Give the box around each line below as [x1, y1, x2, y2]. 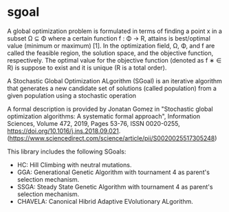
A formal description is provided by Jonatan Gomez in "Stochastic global [7, 105, 213, 113]
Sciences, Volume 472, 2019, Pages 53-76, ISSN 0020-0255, [7, 119, 180, 127]
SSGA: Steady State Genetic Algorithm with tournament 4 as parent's [17, 182, 213, 191]
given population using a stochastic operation [7, 91, 136, 100]
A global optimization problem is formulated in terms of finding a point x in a [7, 27, 222, 35]
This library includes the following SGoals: [7, 147, 127, 156]
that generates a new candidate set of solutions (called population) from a [7, 84, 217, 92]
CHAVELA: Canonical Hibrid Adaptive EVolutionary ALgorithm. [17, 197, 194, 205]
